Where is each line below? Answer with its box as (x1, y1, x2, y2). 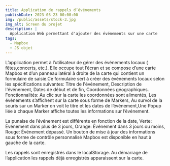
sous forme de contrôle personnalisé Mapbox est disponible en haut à (5, 134, 152, 140)
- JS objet (10, 45, 33, 50)
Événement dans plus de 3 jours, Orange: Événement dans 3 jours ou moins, (5, 123, 165, 129)
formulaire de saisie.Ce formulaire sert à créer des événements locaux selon (5, 75, 165, 81)
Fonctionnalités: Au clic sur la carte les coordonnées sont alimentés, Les (5, 92, 156, 98)
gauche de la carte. (5, 140, 46, 146)
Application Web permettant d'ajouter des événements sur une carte (10, 31, 158, 36)
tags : (5, 36, 17, 41)
